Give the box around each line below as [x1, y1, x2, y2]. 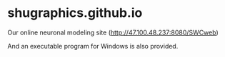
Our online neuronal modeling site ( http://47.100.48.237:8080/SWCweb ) [7, 28, 219, 37]
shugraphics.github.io [7, 5, 143, 21]
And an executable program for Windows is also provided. [7, 42, 179, 50]
